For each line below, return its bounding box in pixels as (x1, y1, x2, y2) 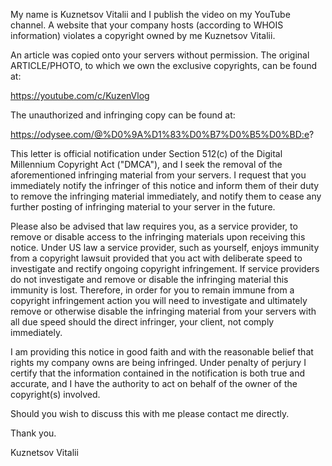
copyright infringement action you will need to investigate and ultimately (10, 295, 308, 306)
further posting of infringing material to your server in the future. (10, 201, 276, 213)
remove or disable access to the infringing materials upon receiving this (10, 231, 306, 243)
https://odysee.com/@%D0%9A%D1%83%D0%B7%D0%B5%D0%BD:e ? (10, 129, 315, 140)
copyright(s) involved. (10, 389, 101, 400)
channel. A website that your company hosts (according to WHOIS (10, 19, 284, 31)
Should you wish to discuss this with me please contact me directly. (10, 408, 290, 419)
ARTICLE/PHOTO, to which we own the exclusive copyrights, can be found (10, 60, 318, 71)
